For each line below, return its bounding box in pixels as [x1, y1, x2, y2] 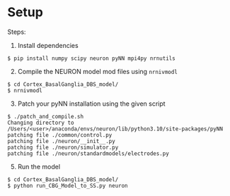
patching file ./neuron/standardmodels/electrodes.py [7, 149, 170, 157]
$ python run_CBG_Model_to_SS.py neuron [7, 182, 129, 189]
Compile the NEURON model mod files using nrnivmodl [17, 67, 178, 75]
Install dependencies [17, 41, 79, 49]
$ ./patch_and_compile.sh [7, 113, 84, 120]
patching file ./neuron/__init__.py [7, 137, 115, 145]
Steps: [7, 27, 26, 36]
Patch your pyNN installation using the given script [17, 99, 166, 108]
